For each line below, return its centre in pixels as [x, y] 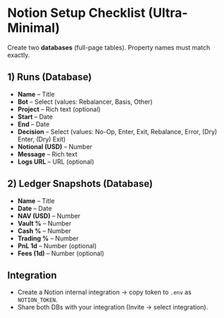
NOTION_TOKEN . [37, 300]
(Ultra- [168, 13]
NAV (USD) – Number [49, 216]
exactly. [19, 55]
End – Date [33, 124]
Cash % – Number [44, 231]
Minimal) [34, 28]
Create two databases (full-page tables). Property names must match [109, 47]
